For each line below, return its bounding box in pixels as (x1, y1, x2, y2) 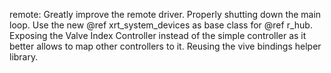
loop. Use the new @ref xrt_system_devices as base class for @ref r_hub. (9, 19, 313, 31)
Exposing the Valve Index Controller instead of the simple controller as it (9, 30, 307, 41)
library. (9, 51, 39, 63)
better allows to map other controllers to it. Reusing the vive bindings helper (9, 40, 322, 52)
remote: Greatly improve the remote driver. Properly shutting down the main (9, 9, 322, 20)
